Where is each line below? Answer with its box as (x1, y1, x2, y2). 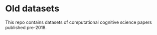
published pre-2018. (5, 24, 47, 30)
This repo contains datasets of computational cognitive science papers (5, 19, 152, 25)
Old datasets (5, 3, 60, 14)
